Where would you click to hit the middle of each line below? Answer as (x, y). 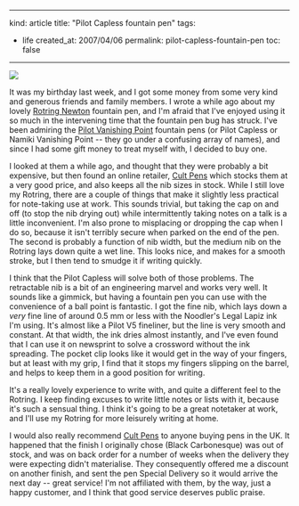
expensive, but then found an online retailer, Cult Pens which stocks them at (149, 175)
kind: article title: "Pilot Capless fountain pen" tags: (102, 23)
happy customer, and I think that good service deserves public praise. (137, 492)
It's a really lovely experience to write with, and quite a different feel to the (145, 390)
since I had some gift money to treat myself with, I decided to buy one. (138, 149)
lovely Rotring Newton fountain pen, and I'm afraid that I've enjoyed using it (147, 111)
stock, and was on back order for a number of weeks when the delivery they (149, 454)
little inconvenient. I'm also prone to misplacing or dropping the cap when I (146, 223)
